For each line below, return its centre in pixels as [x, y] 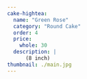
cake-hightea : [27, 13]
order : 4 [26, 33]
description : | [35, 52]
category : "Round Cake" [47, 26]
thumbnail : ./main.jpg [39, 65]
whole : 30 [34, 45]
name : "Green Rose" [41, 20]
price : [23, 39]
